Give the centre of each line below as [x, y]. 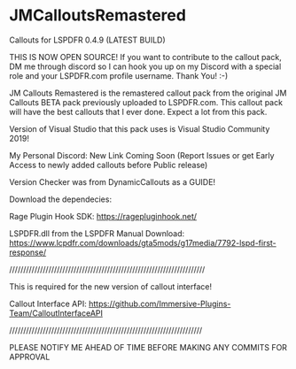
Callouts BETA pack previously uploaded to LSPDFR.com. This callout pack [146, 102]
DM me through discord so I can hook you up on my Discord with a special [145, 66]
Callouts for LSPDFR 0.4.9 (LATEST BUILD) [87, 40]
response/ [28, 252]
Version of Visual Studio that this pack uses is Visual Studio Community [140, 128]
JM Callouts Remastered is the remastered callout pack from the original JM [148, 93]
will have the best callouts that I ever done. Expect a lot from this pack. [138, 111]
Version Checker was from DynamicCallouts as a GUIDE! [112, 181]
